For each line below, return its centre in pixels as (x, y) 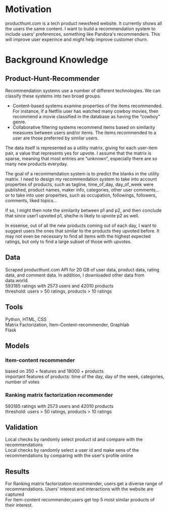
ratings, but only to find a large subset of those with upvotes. (69, 242)
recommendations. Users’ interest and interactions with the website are (79, 489)
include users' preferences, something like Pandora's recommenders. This (83, 34)
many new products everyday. (37, 164)
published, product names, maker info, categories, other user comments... (82, 190)
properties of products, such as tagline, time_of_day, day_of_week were (79, 184)
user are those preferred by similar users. (56, 138)
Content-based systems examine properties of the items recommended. (88, 106)
